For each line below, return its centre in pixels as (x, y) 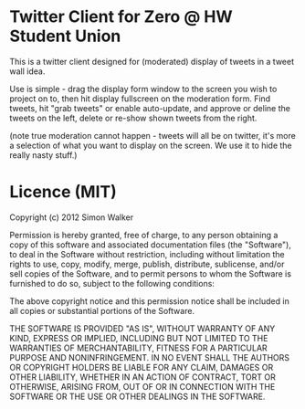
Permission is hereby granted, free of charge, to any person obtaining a (144, 235)
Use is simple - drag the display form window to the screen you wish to (143, 89)
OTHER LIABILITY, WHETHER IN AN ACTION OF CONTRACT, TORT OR (142, 377)
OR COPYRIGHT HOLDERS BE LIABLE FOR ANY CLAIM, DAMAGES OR (142, 367)
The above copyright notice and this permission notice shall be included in (149, 301)
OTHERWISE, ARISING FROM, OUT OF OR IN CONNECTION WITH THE (142, 386)
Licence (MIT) (63, 192)
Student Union (65, 36)
